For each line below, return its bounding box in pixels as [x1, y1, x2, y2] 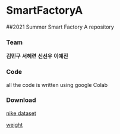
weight [6, 121, 23, 128]
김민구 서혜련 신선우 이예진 [6, 52, 68, 60]
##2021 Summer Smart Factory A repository [6, 23, 115, 30]
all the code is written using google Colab [6, 81, 108, 88]
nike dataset [6, 110, 37, 117]
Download [6, 96, 37, 104]
